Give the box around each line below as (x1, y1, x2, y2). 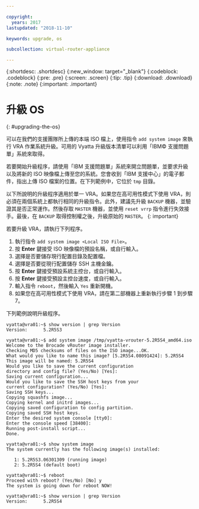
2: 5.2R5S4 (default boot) (14, 462, 81, 468)
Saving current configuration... (6, 374, 89, 380)
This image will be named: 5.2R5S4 (6, 358, 94, 364)
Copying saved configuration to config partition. (6, 405, 134, 411)
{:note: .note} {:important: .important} (6, 81, 98, 88)
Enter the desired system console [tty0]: (6, 415, 113, 422)
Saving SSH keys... (6, 390, 54, 396)
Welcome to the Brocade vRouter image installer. (6, 343, 131, 349)
